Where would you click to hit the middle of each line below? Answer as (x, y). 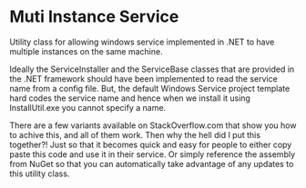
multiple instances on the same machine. (86, 51)
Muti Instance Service (94, 17)
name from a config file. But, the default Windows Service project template (150, 88)
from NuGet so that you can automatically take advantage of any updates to (152, 163)
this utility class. (40, 173)
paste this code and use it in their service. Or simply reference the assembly (153, 154)
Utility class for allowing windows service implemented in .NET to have (142, 42)
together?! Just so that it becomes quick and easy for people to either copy (151, 144)
